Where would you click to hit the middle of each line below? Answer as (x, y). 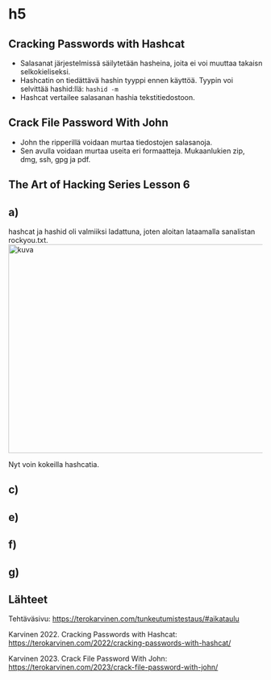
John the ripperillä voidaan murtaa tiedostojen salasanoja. (116, 142)
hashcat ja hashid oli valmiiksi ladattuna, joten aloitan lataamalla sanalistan (132, 232)
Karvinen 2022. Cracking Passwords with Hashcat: (93, 635)
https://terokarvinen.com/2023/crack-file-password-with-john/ (113, 667)
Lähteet (28, 599)
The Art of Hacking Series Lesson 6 (99, 185)
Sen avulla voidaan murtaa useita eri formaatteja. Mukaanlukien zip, (132, 151)
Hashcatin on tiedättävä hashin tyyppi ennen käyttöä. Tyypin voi (127, 80)
